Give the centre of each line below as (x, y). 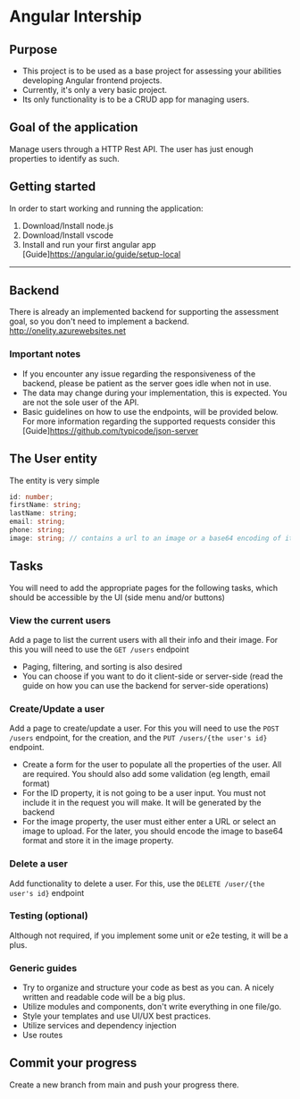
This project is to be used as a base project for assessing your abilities (152, 71)
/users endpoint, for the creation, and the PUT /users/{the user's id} (138, 738)
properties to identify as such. (64, 158)
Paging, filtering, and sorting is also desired (102, 666)
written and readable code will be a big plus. (104, 997)
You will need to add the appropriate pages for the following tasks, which (144, 588)
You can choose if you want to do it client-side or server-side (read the (153, 676)
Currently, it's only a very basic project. (95, 90)
